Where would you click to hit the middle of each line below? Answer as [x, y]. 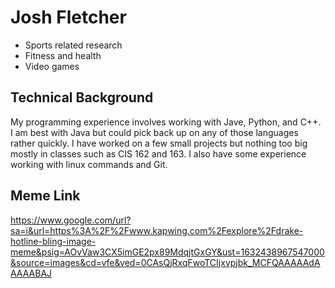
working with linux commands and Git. [89, 164]
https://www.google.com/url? [71, 220]
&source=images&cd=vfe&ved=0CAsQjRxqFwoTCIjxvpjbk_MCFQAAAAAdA [165, 262]
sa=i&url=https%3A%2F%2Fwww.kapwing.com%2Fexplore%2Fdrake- [157, 230]
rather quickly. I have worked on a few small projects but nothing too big [159, 143]
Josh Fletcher [68, 17]
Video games [52, 66]
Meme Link [45, 196]
